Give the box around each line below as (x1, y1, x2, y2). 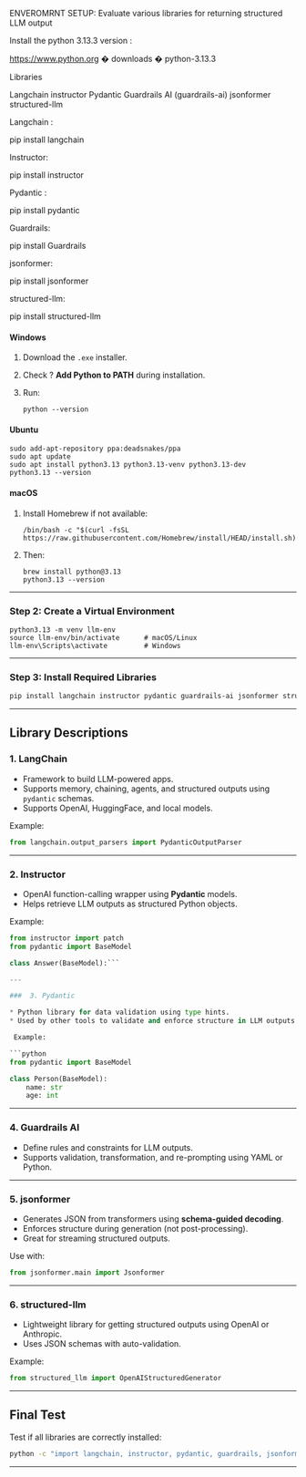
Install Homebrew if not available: (22, 508, 148, 519)
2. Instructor (9, 868, 66, 881)
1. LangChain (9, 752, 68, 765)
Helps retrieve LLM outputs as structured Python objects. (22, 898, 239, 909)
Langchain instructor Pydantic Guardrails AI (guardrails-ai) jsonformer (9, 89, 271, 99)
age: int (25, 1091, 59, 1100)
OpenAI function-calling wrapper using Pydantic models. (22, 888, 238, 899)
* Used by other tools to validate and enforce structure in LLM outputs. (9, 1017, 300, 1026)
